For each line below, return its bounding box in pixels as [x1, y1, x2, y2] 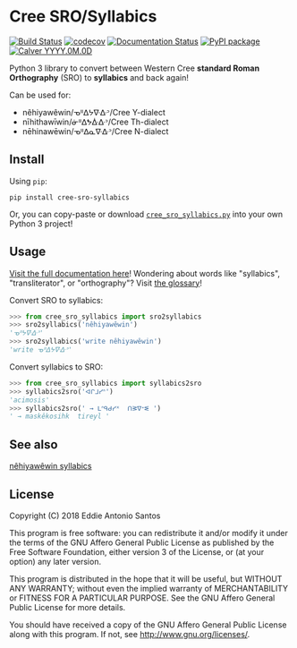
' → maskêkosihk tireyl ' [9, 412, 110, 422]
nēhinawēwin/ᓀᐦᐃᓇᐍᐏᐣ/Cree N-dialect [21, 125, 169, 136]
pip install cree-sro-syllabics [9, 192, 130, 202]
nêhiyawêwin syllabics [9, 461, 92, 472]
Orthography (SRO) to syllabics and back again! [9, 72, 190, 82]
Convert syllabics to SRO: [9, 361, 104, 372]
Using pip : [9, 175, 47, 186]
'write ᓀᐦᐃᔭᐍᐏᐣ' [9, 345, 73, 354]
